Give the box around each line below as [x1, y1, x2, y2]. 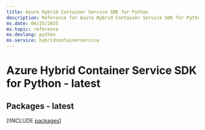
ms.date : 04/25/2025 [6, 20, 59, 26]
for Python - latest [6, 77, 101, 90]
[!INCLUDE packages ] [6, 117, 62, 124]
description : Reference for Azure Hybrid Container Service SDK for [6, 15, 184, 21]
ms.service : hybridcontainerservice [6, 37, 99, 43]
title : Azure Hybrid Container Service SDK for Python [6, 9, 149, 15]
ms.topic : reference [6, 26, 59, 32]
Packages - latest [6, 101, 74, 111]
